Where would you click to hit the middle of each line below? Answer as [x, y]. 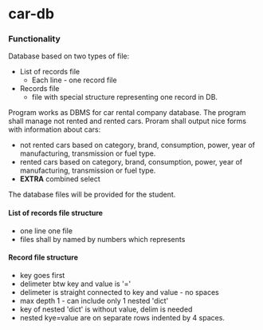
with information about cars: [55, 129]
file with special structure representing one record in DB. [124, 97]
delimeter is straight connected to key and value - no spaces [119, 292]
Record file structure [43, 257]
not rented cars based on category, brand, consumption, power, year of [137, 145]
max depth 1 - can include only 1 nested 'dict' [94, 300]
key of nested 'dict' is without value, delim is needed [106, 309]
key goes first [42, 275]
